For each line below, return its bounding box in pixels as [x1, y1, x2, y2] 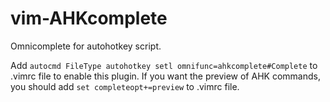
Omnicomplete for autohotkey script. [10, 40, 162, 52]
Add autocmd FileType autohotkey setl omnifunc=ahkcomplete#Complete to [10, 59, 318, 71]
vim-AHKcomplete [10, 7, 168, 30]
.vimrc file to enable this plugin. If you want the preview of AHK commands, [10, 70, 321, 82]
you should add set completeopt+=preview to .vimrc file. [10, 80, 240, 92]
